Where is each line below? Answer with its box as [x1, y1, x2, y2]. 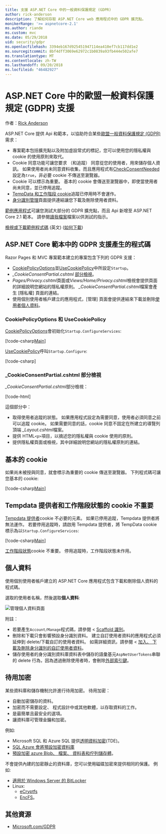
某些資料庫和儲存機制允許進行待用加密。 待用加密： [5, 687, 110, 693]
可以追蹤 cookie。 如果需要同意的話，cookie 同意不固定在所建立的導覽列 [12, 421, 161, 427]
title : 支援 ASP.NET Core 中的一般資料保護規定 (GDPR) [5, 7, 112, 12]
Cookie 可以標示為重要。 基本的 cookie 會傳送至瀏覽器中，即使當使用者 [12, 178, 158, 184]
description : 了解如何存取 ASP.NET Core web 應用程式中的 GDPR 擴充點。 [5, 16, 146, 21]
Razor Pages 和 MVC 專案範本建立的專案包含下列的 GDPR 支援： [5, 254, 137, 260]
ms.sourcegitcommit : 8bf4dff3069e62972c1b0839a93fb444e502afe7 [5, 49, 138, 54]
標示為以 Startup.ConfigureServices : [5, 528, 80, 533]
